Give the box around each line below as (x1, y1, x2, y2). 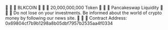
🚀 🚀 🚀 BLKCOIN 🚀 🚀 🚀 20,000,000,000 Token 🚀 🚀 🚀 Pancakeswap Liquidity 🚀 (5, 5, 163, 10)
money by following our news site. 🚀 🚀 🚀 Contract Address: (5, 15, 127, 21)
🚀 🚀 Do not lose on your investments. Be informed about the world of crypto (5, 10, 162, 16)
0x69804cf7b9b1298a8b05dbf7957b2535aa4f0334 (5, 20, 113, 26)
